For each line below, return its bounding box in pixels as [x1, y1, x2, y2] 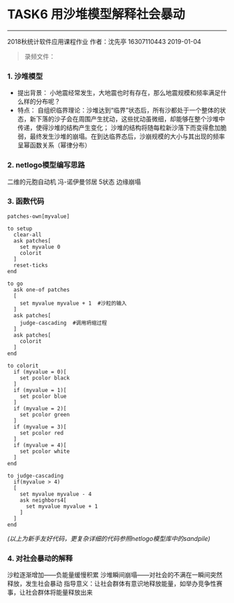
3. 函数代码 [7, 196, 45, 206]
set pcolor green [19, 411, 70, 418]
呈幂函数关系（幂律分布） [17, 141, 91, 150]
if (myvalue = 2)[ [13, 405, 68, 412]
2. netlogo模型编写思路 [7, 160, 86, 170]
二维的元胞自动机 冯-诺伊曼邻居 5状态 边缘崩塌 [7, 177, 141, 186]
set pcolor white [19, 448, 70, 455]
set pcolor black [19, 375, 70, 382]
